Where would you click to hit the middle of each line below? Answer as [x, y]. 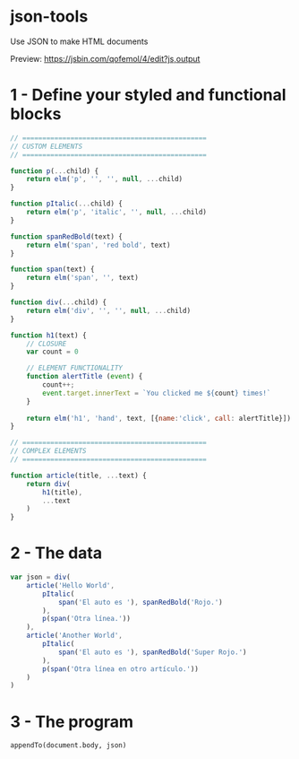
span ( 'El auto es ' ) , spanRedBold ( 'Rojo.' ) [140, 602]
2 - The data [56, 553]
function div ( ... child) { [58, 302]
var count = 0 [52, 352]
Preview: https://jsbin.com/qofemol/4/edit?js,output [105, 58]
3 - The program [72, 722]
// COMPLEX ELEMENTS [49, 451]
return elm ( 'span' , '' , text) [83, 278]
